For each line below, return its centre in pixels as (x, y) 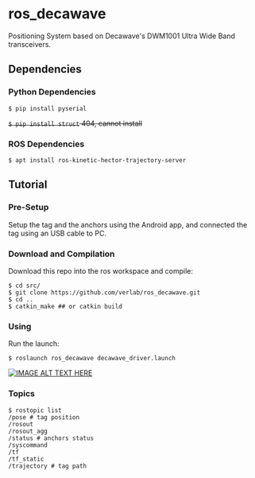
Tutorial (28, 185)
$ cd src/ (25, 286)
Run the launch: (34, 344)
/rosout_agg (28, 431)
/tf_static (26, 459)
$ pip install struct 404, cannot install (75, 123)
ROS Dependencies (46, 144)
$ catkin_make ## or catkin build (66, 306)
